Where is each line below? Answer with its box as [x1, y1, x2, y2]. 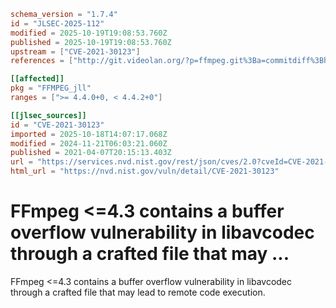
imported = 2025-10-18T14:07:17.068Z [10, 129, 168, 139]
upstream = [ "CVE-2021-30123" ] [10, 46, 141, 57]
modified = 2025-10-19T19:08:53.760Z [10, 28, 168, 38]
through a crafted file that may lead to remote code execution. [10, 286, 266, 298]
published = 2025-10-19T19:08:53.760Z [10, 37, 172, 47]
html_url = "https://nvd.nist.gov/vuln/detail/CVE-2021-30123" [10, 166, 280, 177]
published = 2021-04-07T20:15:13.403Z [10, 148, 172, 158]
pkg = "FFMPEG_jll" [10, 83, 92, 94]
